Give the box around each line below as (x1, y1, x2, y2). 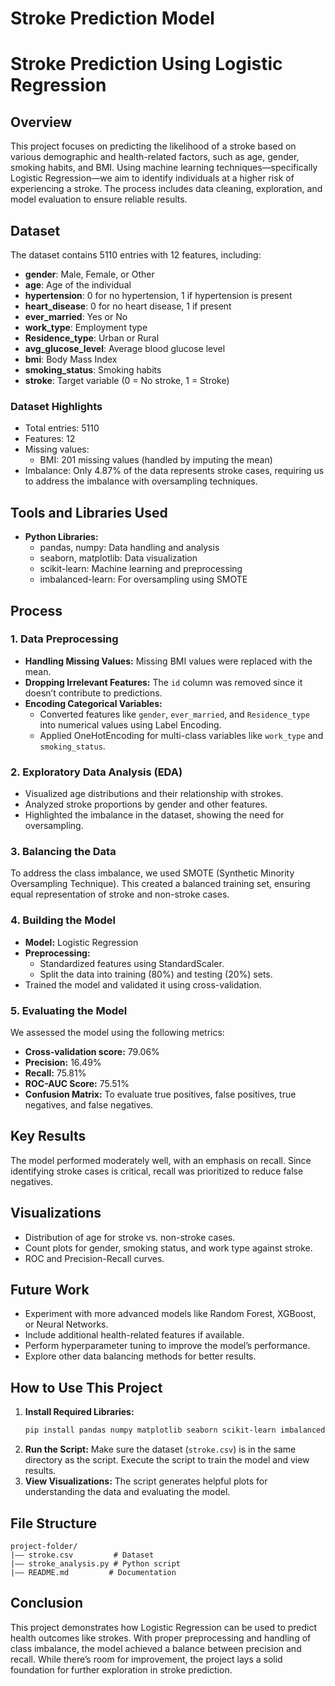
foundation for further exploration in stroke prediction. (10, 1663, 233, 1676)
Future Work (10, 1282, 90, 1298)
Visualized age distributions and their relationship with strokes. (24, 788, 284, 800)
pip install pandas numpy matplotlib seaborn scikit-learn (24, 1425, 277, 1436)
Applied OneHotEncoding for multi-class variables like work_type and (39, 729, 324, 741)
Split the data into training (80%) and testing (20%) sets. (39, 968, 273, 980)
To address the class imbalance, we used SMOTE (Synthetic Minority (10, 867, 295, 879)
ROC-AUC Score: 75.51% (24, 1077, 130, 1089)
